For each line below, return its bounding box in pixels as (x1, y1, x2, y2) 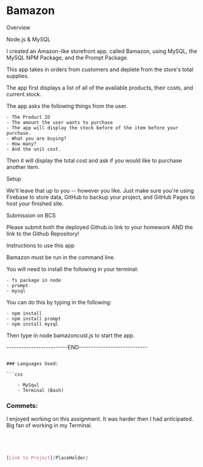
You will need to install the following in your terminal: (6, 265, 138, 273)
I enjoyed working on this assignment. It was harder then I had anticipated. (6, 415, 194, 422)
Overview (6, 24, 30, 31)
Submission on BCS (6, 212, 56, 219)
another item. (6, 163, 40, 171)
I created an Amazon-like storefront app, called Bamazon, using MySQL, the (6, 47, 198, 55)
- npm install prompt (6, 315, 62, 322)
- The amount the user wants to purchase (6, 119, 113, 126)
